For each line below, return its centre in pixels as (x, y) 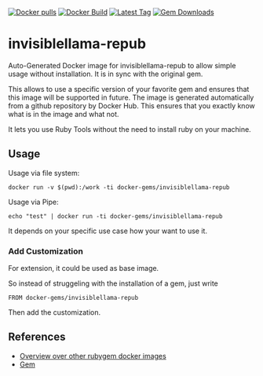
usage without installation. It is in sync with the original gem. (106, 74)
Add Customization (46, 251)
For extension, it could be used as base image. (84, 268)
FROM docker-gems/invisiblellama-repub (73, 298)
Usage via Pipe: (33, 202)
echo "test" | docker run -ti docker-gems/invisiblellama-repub (115, 216)
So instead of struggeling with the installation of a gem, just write (113, 283)
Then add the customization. (55, 312)
